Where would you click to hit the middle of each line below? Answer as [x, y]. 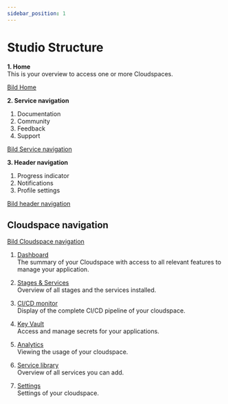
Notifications [35, 183]
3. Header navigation [38, 162]
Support [28, 135]
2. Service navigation [38, 100]
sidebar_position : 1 [37, 13]
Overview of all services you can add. [70, 372]
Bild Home [22, 87]
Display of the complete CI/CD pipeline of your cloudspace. [101, 311]
